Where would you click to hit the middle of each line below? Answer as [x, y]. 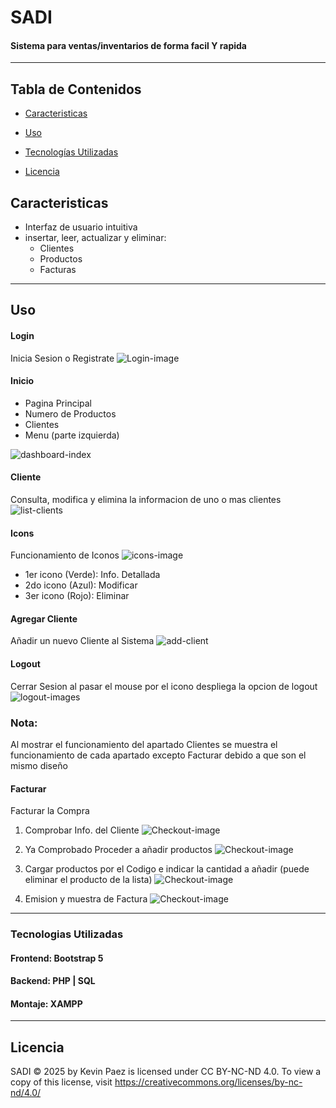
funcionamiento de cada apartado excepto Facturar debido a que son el [158, 755]
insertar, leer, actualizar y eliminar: [95, 238]
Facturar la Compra [50, 811]
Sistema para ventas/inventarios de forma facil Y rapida [128, 45]
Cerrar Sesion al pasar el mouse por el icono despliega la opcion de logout [164, 686]
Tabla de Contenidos [76, 89]
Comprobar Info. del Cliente [82, 830]
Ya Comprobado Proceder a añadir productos [118, 850]
